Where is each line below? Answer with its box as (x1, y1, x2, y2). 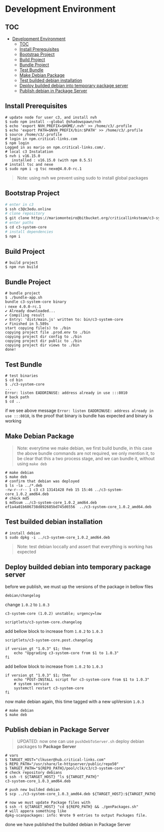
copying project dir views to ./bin (5, 343, 80, 348)
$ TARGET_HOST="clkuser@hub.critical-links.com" (5, 757, 106, 763)
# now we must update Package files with (5, 800, 91, 805)
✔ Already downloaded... (5, 309, 56, 314)
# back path (5, 395, 29, 400)
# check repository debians (5, 770, 62, 775)
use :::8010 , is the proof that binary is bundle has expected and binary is (5, 413, 153, 419)
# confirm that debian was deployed (5, 478, 80, 484)
